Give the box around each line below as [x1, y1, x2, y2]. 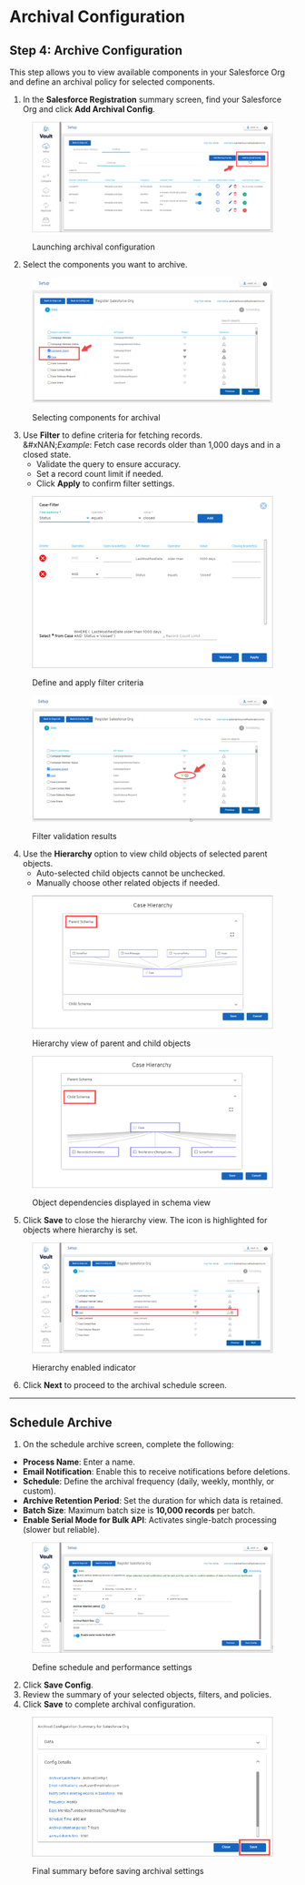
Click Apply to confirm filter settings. [35, 478, 175, 489]
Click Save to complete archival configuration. [22, 1699, 196, 1710]
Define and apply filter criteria [32, 677, 144, 688]
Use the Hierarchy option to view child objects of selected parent [22, 848, 268, 859]
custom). [22, 1485, 56, 1496]
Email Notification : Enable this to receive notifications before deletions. [22, 1466, 290, 1477]
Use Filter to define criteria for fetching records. [22, 430, 202, 441]
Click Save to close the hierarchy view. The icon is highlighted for [22, 1215, 268, 1226]
